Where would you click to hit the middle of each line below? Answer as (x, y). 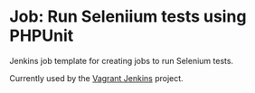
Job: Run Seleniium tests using (128, 17)
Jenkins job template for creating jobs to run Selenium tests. (121, 60)
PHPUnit (42, 36)
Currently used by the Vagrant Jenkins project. (96, 78)
